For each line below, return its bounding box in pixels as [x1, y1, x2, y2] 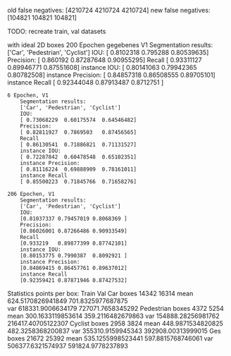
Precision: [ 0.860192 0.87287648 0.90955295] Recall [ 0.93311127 [7, 56, 202, 64]
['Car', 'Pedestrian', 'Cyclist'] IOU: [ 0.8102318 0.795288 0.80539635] [7, 49, 209, 56]
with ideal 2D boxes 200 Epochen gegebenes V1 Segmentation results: [7, 41, 213, 49]
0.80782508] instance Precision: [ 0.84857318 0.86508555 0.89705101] [7, 70, 216, 79]
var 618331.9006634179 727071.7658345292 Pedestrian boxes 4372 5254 [7, 305, 224, 312]
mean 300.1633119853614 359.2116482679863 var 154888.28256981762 [7, 312, 220, 320]
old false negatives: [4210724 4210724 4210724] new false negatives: [7, 6, 211, 14]
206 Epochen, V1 [7, 190, 55, 197]
